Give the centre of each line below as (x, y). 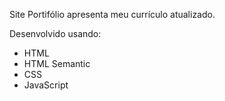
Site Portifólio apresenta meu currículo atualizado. (112, 14)
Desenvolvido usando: (55, 33)
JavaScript (46, 85)
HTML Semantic (57, 63)
